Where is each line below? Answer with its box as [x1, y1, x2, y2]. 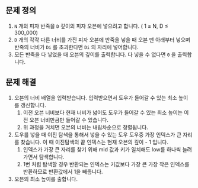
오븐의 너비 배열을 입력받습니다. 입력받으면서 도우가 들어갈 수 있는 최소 [14, 94, 177, 101]
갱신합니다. [20, 101, 47, 108]
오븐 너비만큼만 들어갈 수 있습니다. [29, 116, 109, 123]
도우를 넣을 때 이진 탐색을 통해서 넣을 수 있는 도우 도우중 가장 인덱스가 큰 [14, 131, 182, 138]
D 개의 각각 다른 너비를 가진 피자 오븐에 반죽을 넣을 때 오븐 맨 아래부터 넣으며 [14, 36, 191, 43]
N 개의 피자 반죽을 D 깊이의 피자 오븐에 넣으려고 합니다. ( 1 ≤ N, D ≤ [14, 22, 168, 30]
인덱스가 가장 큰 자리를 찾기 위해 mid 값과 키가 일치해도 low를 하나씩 [23, 145, 181, 153]
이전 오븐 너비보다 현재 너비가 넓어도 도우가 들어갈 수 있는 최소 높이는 [23, 109, 183, 116]
